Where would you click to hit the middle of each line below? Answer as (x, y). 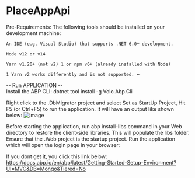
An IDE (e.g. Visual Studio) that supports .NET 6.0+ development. (90, 44)
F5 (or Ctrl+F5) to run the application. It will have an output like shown (90, 109)
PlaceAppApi (38, 11)
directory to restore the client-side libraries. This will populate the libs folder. (98, 132)
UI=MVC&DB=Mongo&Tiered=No (46, 169)
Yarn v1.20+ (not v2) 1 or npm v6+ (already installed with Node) (88, 64)
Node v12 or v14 (26, 54)
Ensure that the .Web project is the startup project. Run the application (90, 139)
